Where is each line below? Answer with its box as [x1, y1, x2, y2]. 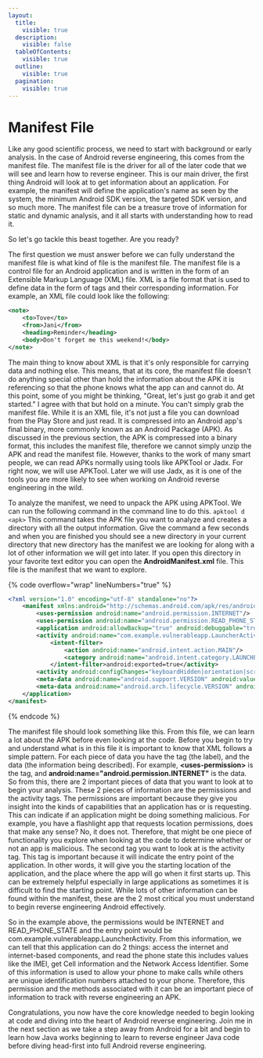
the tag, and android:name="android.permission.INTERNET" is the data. [8, 768, 247, 778]
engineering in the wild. [8, 482, 84, 492]
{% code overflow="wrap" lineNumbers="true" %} [8, 580, 172, 589]
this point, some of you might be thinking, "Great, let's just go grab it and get [8, 390, 255, 401]
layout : [8, 11, 34, 20]
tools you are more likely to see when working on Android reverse [8, 474, 220, 484]
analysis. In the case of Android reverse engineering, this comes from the [8, 152, 245, 162]
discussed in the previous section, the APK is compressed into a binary [8, 433, 237, 442]
